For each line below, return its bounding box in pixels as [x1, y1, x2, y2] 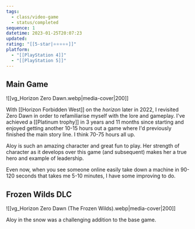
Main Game [6, 79, 48, 89]
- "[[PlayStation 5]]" [11, 57, 67, 63]
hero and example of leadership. [6, 155, 84, 162]
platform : [6, 47, 30, 53]
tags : [6, 8, 19, 15]
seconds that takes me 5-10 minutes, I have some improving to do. [16, 172, 176, 179]
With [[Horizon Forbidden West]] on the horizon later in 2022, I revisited [6, 106, 179, 113]
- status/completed [11, 19, 59, 25]
